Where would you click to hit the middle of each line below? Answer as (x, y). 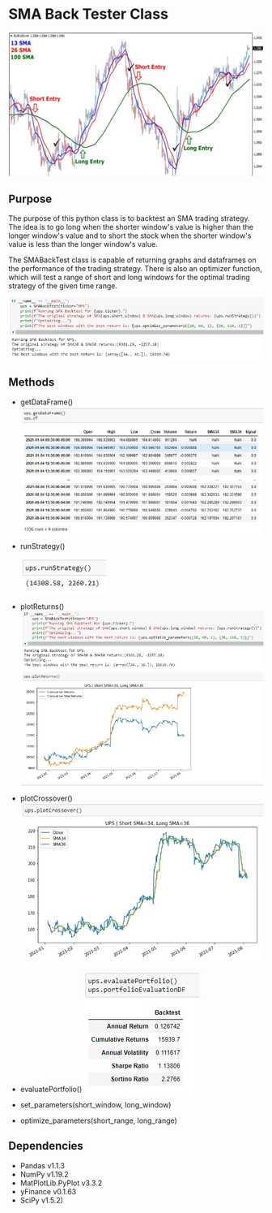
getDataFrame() (47, 402)
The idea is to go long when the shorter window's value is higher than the (131, 227)
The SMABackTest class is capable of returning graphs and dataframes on (132, 260)
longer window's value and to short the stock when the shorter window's (130, 235)
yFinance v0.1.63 (48, 1191)
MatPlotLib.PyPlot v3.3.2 (61, 1183)
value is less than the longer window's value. (83, 244)
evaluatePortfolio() (51, 1090)
